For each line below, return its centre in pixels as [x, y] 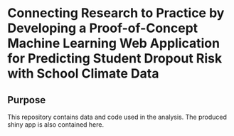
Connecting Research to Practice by [116, 13]
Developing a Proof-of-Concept [103, 28]
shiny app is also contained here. [56, 125]
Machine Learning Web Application [114, 43]
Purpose [27, 100]
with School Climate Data [83, 74]
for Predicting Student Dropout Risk [115, 59]
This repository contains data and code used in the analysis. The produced [117, 117]
